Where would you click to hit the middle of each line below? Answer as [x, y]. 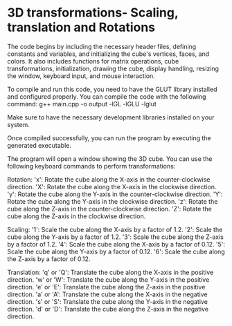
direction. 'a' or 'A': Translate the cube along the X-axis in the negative [107, 294]
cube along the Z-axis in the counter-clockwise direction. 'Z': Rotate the [110, 209]
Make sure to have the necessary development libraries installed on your [111, 117]
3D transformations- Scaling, [93, 13]
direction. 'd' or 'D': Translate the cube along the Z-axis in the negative [108, 309]
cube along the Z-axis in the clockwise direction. [77, 216]
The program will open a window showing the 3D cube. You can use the [110, 159]
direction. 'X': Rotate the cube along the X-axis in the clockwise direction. [112, 186]
